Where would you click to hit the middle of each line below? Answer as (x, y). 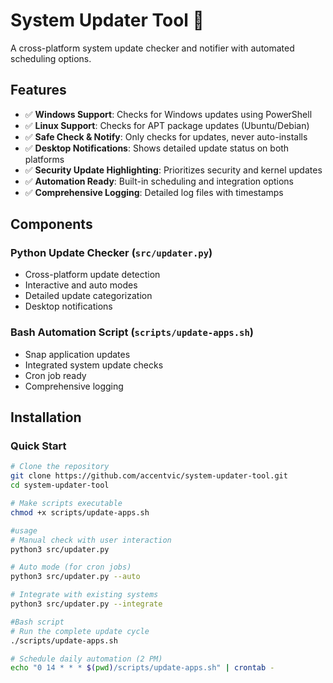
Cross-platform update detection (92, 275)
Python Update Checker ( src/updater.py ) (111, 253)
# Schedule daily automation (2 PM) (86, 659)
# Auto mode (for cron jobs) (71, 567)
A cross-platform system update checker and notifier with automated (152, 48)
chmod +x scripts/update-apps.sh (80, 512)
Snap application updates (77, 354)
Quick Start (38, 446)
